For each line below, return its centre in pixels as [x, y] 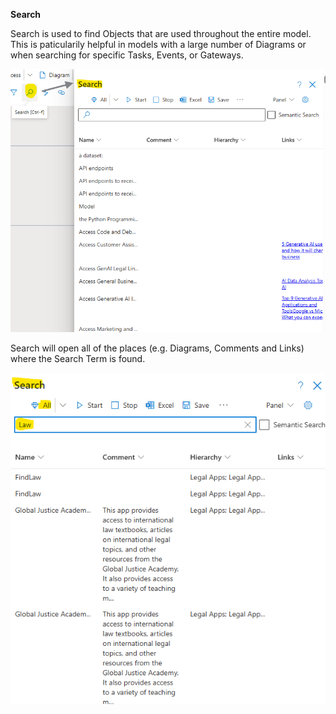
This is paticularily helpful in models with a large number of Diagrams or [158, 44]
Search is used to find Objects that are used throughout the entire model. [161, 33]
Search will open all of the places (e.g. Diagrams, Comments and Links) [157, 348]
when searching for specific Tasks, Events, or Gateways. [127, 55]
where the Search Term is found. [78, 358]
